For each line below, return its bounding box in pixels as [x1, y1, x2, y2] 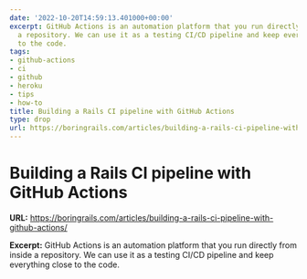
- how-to [9, 98, 43, 108]
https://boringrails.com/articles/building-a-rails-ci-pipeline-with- [29, 212, 274, 223]
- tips [9, 89, 35, 98]
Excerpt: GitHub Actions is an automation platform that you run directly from [9, 239, 297, 251]
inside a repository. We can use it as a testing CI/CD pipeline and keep [9, 249, 274, 260]
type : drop [9, 115, 51, 124]
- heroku [9, 81, 43, 90]
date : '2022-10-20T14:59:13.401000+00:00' [9, 13, 174, 23]
